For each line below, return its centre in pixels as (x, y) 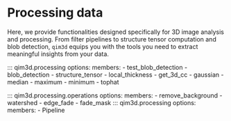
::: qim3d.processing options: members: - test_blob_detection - (97, 67)
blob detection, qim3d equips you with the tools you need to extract (103, 46)
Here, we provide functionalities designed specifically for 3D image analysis (115, 32)
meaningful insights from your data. (58, 54)
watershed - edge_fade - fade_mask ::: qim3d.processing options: (102, 102)
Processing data (55, 13)
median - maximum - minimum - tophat (63, 82)
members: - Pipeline (36, 110)
